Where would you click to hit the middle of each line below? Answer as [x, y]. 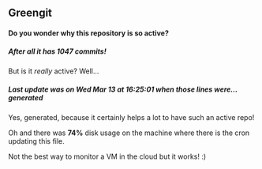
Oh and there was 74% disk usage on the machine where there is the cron [129, 133]
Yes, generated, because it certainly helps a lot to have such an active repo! [131, 117]
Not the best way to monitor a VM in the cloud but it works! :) [107, 156]
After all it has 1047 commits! [57, 51]
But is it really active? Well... [54, 71]
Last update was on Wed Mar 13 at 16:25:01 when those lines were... [123, 89]
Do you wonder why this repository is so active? [89, 33]
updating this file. [36, 141]
